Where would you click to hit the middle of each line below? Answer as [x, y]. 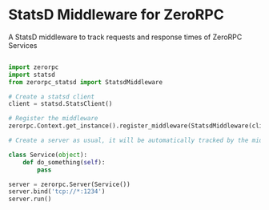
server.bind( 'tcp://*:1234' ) [57, 192]
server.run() [30, 199]
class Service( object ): [48, 155]
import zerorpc [34, 67]
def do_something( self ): [64, 162]
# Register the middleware [53, 119]
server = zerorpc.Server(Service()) [69, 184]
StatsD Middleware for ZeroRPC [116, 15]
